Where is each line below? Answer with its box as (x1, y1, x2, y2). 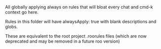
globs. (5, 24, 18, 30)
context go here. (5, 9, 38, 15)
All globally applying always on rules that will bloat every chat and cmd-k (5, 4, 153, 10)
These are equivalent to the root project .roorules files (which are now (5, 33, 147, 39)
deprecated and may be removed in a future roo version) (5, 38, 120, 44)
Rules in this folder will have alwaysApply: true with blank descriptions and (5, 19, 157, 24)
